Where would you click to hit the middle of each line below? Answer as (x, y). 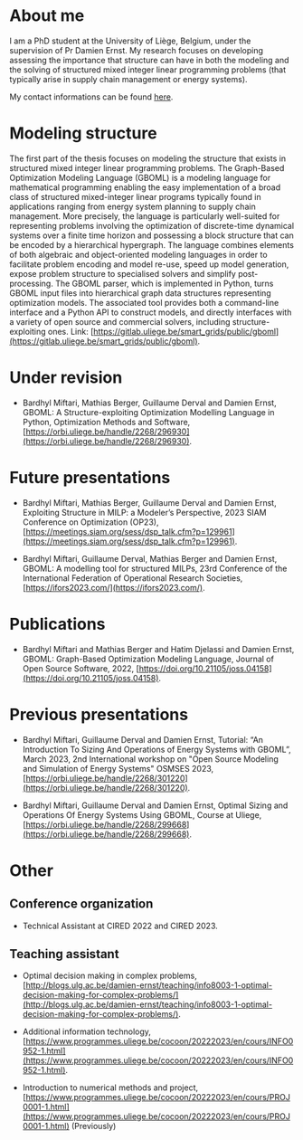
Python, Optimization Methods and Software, (106, 422)
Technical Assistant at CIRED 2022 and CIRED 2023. (120, 926)
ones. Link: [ (71, 331)
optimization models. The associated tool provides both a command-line (144, 302)
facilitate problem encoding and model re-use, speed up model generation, (149, 264)
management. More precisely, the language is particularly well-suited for (145, 216)
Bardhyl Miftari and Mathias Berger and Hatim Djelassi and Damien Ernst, (158, 649)
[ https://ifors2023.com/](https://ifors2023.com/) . (114, 587)
